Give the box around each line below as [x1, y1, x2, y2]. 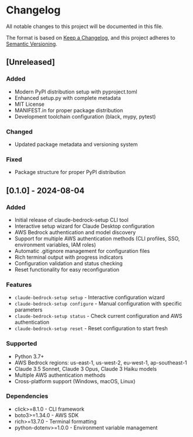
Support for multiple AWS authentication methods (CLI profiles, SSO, [14, 235, 180, 242]
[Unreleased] [6, 57, 56, 67]
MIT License [14, 100, 45, 107]
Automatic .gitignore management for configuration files [14, 247, 150, 254]
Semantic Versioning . [6, 40, 57, 47]
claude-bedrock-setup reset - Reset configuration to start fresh [14, 325, 168, 332]
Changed [6, 127, 33, 136]
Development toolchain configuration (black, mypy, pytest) [14, 113, 156, 120]
